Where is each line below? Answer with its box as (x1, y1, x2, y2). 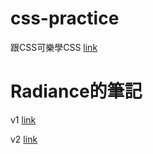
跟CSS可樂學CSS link (10, 41, 98, 53)
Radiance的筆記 (10, 80, 143, 103)
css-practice (10, 7, 120, 30)
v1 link (10, 113, 37, 126)
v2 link (10, 133, 38, 145)
